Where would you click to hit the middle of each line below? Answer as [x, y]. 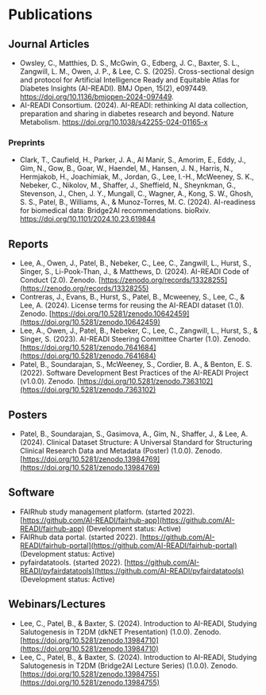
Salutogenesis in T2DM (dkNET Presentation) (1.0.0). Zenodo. [120, 631]
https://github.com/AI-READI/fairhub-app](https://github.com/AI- [129, 520]
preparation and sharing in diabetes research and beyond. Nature [127, 114]
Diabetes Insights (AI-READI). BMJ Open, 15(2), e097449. [114, 88]
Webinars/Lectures [57, 604]
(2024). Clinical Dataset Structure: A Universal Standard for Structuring [136, 442]
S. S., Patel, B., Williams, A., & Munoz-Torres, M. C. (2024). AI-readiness [138, 202]
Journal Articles [49, 44]
